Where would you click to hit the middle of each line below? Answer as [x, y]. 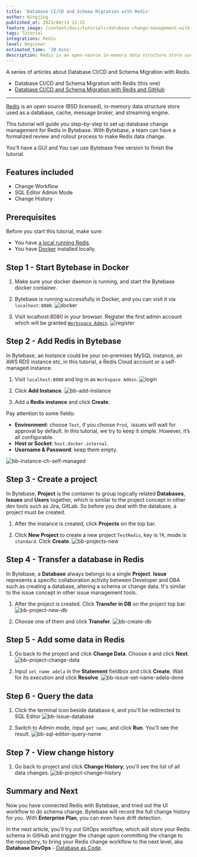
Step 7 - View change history [60, 752]
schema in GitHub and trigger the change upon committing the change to [94, 835]
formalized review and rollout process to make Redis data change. [86, 136]
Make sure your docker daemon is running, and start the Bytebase [94, 281]
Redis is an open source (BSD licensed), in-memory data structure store [93, 106]
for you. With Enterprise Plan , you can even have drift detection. [84, 818]
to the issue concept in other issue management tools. [72, 592]
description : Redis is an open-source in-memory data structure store [94, 55]
